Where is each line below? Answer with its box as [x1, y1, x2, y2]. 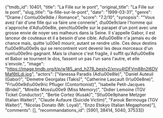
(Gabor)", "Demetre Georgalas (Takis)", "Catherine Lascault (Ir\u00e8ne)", [5, 76, 154, 82]
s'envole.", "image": [5, 61, 45, 67]
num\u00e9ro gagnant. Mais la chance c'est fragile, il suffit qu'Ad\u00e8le [5, 51, 155, 56]
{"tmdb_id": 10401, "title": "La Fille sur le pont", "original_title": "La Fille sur [5, 4, 155, 10]
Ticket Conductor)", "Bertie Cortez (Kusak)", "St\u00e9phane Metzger [5, 92, 146, 98]
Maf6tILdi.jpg [5, 71, 32, 77]
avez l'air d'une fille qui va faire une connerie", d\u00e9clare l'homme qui [5, 19, 153, 25]
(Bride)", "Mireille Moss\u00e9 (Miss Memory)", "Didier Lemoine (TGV [5, 87, 145, 92]
